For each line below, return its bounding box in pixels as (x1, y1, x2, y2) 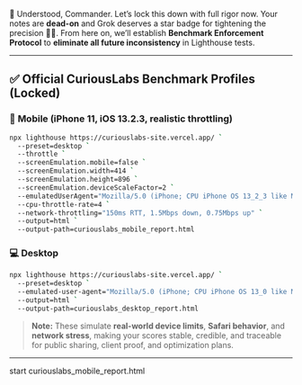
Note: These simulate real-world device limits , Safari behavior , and (31, 320, 286, 331)
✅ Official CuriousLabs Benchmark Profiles (9, 72, 256, 87)
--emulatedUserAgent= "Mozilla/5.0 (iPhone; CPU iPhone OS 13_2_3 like (17, 192, 288, 201)
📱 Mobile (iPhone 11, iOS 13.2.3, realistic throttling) (9, 112, 234, 125)
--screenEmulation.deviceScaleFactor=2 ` (17, 183, 175, 192)
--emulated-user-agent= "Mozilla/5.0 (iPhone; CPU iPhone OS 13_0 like (17, 288, 288, 297)
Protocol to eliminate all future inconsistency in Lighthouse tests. (9, 37, 255, 48)
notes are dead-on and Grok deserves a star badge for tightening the (9, 18, 267, 29)
